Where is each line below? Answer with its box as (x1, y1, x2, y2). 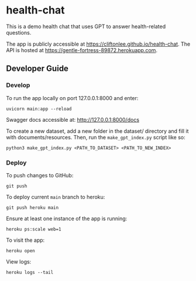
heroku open (6, 248, 35, 253)
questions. (6, 29, 32, 36)
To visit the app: (6, 237, 45, 244)
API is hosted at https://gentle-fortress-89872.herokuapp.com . (6, 46, 158, 53)
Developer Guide (6, 64, 69, 74)
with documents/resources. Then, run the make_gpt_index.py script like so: (6, 133, 185, 140)
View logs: (6, 258, 32, 265)
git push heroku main (6, 204, 59, 211)
